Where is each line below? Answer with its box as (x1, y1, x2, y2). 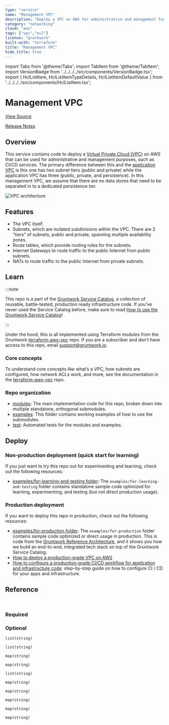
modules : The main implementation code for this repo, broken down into (12, 401, 162, 407)
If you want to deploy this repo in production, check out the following (5, 513, 148, 519)
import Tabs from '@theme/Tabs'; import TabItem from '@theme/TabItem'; (5, 63, 160, 69)
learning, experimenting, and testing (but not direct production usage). (12, 489, 159, 495)
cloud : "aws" (5, 26, 33, 31)
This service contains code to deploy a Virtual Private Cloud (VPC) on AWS (5, 151, 161, 157)
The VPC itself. (12, 221, 44, 227)
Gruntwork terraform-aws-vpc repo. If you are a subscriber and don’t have (5, 336, 160, 342)
